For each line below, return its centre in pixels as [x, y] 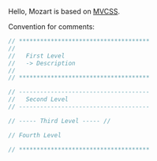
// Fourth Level [35, 135]
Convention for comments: [51, 26]
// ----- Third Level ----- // [60, 121]
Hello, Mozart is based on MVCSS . [64, 11]
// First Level [37, 56]
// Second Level [38, 99]
